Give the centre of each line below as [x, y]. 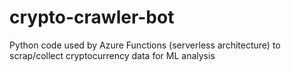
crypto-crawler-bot [92, 17]
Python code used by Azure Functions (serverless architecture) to [145, 45]
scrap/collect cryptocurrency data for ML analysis [112, 55]
